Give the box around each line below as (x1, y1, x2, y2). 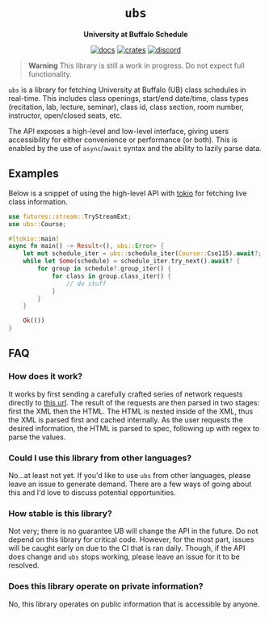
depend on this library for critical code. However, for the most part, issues (8, 535, 254, 544)
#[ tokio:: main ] (8, 234, 60, 243)
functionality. (27, 69, 72, 78)
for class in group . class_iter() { (51, 272, 172, 280)
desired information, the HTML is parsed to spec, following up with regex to (8, 423, 260, 433)
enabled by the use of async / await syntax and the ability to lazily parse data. (8, 143, 263, 153)
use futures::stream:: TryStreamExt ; (8, 212, 132, 220)
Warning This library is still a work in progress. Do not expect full (27, 61, 245, 70)
